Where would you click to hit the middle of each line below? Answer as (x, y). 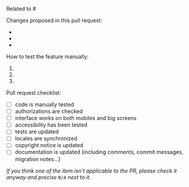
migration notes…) (38, 159)
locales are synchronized (46, 139)
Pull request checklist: (34, 93)
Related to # (21, 9)
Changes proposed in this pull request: (54, 20)
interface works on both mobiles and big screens (76, 118)
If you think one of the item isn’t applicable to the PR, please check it (91, 171)
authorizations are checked (49, 112)
